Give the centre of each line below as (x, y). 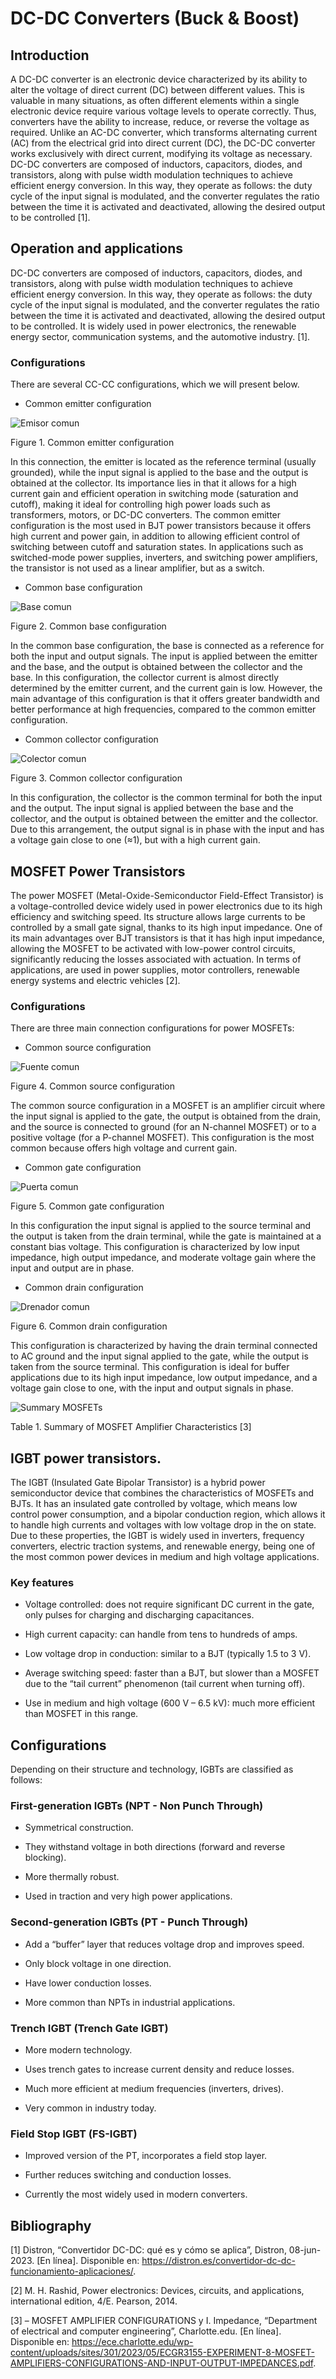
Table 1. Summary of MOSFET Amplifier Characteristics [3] (131, 1427)
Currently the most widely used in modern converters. (136, 2194)
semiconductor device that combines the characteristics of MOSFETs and (162, 1493)
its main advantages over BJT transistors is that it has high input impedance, (167, 938)
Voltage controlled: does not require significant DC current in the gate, (169, 1604)
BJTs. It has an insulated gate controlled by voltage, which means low (154, 1504)
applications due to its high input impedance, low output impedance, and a (164, 1378)
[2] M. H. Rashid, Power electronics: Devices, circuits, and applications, (157, 2291)
